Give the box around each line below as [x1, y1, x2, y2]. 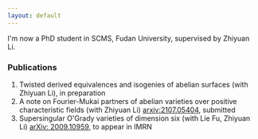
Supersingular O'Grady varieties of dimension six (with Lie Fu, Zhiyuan [18, 113, 251, 123]
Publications [7, 61, 57, 72]
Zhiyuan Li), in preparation [18, 88, 106, 98]
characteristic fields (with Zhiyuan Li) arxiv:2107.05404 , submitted [18, 105, 236, 114]
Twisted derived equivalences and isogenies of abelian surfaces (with [18, 79, 248, 89]
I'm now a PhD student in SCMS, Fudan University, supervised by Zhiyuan [7, 33, 250, 43]
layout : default [7, 11, 61, 20]
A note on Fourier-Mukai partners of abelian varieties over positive [18, 96, 237, 106]
